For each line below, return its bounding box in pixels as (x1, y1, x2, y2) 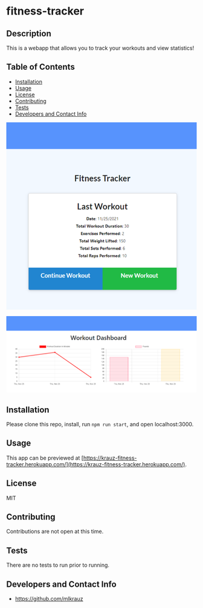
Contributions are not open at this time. (6, 528, 104, 535)
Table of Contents (6, 62, 76, 72)
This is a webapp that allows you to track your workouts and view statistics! (6, 44, 195, 51)
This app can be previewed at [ (6, 454, 83, 461)
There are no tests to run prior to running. (6, 561, 110, 569)
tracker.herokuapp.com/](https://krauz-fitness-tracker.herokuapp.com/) (6, 460, 185, 468)
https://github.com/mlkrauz (14, 595, 83, 603)
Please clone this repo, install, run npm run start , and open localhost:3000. (6, 420, 194, 428)
